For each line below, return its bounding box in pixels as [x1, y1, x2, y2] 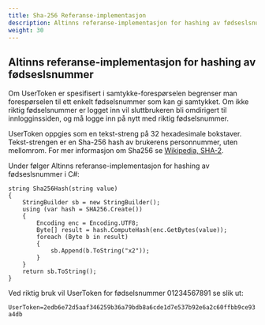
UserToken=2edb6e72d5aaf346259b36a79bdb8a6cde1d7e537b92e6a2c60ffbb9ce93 [8, 304, 256, 312]
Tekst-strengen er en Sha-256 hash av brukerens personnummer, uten [8, 137, 238, 147]
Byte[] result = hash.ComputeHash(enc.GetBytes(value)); [36, 226, 227, 234]
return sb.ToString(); [22, 267, 97, 276]
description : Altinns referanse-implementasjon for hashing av [8, 19, 221, 27]
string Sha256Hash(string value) [8, 185, 118, 193]
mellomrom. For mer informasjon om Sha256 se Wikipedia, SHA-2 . [8, 146, 224, 155]
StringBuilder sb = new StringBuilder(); [22, 199, 160, 207]
